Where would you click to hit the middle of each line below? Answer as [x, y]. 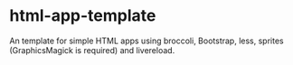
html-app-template [83, 16]
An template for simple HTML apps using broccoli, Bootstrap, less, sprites [146, 41]
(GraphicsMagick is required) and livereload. [92, 50]
